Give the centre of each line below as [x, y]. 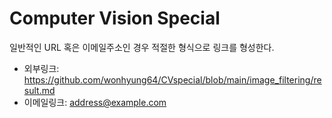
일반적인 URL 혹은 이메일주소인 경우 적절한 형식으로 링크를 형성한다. [142, 47]
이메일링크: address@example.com [95, 102]
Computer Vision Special [115, 18]
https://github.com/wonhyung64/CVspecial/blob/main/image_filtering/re [172, 79]
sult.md [39, 90]
